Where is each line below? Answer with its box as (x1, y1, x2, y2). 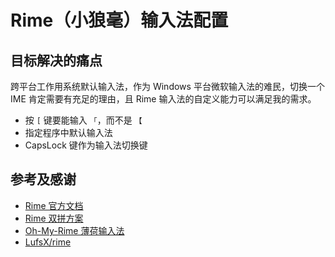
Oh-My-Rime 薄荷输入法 (24, 224, 125, 236)
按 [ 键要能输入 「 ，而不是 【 (24, 114, 143, 126)
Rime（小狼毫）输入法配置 (10, 9, 229, 32)
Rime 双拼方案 (24, 212, 84, 224)
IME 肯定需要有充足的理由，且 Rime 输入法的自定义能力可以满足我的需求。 (10, 93, 317, 105)
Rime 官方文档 (24, 199, 84, 211)
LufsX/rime (24, 236, 72, 248)
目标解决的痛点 (10, 52, 103, 69)
